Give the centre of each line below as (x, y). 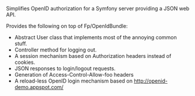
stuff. (21, 44)
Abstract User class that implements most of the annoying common (95, 37)
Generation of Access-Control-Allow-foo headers (74, 75)
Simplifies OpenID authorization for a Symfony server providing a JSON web (98, 8)
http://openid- (151, 81)
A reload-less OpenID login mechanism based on (74, 81)
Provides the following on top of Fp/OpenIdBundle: (67, 26)
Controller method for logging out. (55, 50)
